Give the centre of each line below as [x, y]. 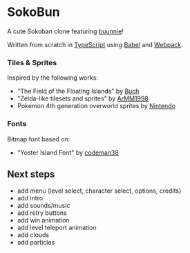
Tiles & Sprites [32, 62]
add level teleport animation [57, 228]
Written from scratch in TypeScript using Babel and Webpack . [95, 44]
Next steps [31, 174]
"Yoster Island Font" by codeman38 [68, 152]
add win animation [44, 220]
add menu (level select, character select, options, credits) [99, 191]
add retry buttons [42, 213]
